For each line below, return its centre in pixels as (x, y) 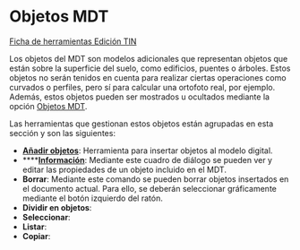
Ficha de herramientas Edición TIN (73, 41)
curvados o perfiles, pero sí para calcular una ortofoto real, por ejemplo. (142, 87)
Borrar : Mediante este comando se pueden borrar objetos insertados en (155, 179)
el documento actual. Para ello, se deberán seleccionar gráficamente (150, 188)
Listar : (34, 227)
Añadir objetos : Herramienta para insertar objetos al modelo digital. (147, 151)
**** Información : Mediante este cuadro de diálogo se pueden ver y (147, 159)
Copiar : (36, 236)
